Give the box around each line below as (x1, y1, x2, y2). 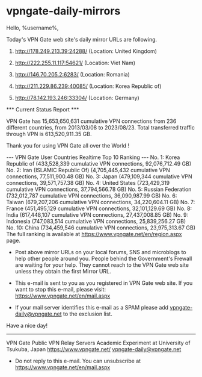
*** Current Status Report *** (6, 105, 79, 113)
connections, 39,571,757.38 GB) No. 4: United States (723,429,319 (6, 179, 170, 186)
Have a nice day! (6, 322, 48, 329)
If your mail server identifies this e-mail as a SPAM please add (14, 304, 169, 311)
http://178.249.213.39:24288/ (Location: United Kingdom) (14, 47, 158, 55)
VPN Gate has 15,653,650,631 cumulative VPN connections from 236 (6, 117, 177, 125)
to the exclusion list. (63, 310, 112, 317)
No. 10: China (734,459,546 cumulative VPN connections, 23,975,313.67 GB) (6, 224, 196, 231)
